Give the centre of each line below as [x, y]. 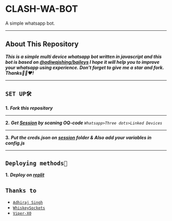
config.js [15, 143]
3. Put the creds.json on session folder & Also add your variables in [79, 137]
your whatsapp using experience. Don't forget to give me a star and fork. [85, 67]
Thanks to [21, 190]
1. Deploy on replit [25, 175]
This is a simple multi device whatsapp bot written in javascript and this [84, 57]
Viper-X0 [22, 214]
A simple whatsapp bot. [30, 23]
